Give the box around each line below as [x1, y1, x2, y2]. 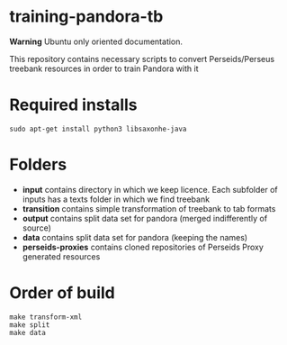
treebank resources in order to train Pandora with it [9, 63, 199, 74]
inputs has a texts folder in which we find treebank [22, 194, 210, 204]
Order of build [9, 283, 115, 303]
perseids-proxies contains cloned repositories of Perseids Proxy [22, 241, 264, 252]
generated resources [22, 250, 101, 262]
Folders [9, 155, 67, 175]
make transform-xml [9, 313, 83, 322]
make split [9, 320, 50, 330]
